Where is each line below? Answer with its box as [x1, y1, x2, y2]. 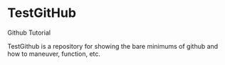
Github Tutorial [7, 28, 51, 37]
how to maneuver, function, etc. [7, 49, 101, 58]
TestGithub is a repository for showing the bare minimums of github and [7, 42, 219, 50]
